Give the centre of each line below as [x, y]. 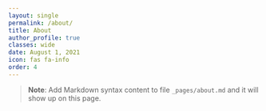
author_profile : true [44, 38]
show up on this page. [64, 98]
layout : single [34, 15]
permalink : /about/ [41, 23]
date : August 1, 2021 [44, 52]
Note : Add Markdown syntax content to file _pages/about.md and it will [143, 90]
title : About [30, 30]
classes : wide [32, 45]
